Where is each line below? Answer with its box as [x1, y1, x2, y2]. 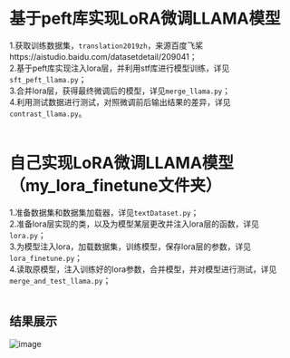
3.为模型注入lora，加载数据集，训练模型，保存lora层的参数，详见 [9, 241, 252, 252]
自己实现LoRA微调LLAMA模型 [9, 153, 234, 173]
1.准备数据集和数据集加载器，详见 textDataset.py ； [9, 207, 199, 218]
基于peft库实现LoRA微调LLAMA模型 [9, 8, 281, 29]
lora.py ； [9, 229, 47, 240]
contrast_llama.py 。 [9, 108, 87, 119]
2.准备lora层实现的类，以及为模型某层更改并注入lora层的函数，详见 [9, 218, 260, 229]
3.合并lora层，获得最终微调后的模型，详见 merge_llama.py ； [9, 85, 231, 96]
